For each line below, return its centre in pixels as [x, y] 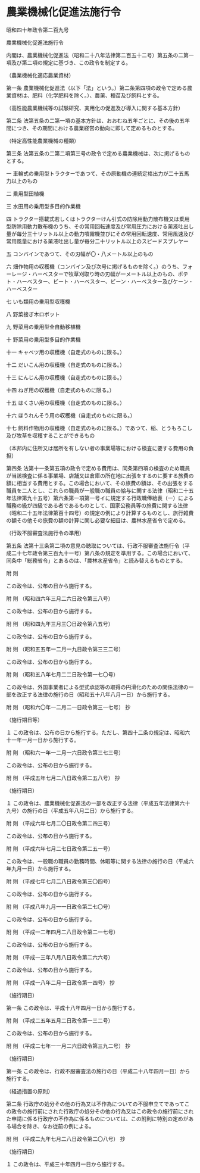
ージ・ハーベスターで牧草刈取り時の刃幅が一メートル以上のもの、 [97, 274]
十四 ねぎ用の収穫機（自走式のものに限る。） [60, 390]
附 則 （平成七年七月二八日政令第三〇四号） [60, 881]
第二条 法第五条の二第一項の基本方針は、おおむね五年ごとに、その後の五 [96, 120]
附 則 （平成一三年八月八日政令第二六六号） [60, 957]
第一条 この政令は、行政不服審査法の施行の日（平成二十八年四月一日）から [98, 1071]
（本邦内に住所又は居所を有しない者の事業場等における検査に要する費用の [97, 448]
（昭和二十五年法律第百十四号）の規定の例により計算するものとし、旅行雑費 [100, 513]
